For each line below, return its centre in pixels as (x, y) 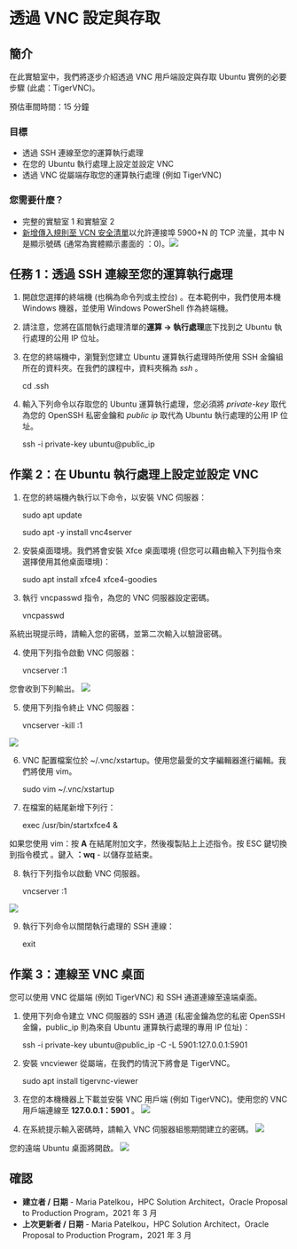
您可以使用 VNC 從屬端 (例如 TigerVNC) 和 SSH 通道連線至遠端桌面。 (136, 997)
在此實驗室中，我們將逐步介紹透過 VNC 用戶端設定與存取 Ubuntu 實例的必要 (148, 77)
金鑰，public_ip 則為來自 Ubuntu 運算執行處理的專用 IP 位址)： (136, 1027)
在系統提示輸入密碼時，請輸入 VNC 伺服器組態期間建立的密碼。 (138, 1129)
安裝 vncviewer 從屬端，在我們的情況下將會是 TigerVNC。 (128, 1063)
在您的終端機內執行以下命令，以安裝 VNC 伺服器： (114, 497)
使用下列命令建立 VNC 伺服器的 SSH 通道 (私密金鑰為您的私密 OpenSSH (153, 1016)
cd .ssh (35, 386)
